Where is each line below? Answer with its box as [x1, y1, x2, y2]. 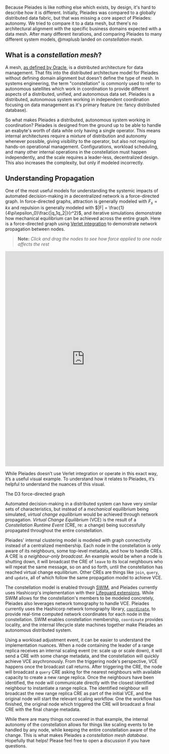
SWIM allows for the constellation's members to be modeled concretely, [5, 595, 154, 601]
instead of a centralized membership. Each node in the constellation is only [5, 543, 161, 549]
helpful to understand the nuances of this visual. [5, 481, 106, 487]
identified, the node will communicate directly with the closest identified [5, 680, 154, 686]
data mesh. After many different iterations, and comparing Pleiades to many [5, 31, 162, 37]
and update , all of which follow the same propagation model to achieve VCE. [5, 575, 162, 581]
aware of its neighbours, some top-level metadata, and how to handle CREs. [5, 548, 163, 554]
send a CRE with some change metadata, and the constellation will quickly [5, 653, 159, 659]
